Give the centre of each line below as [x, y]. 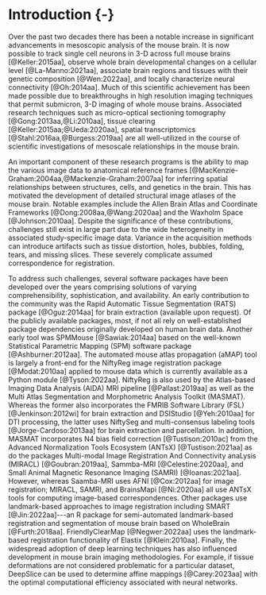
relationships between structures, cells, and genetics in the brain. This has [130, 187]
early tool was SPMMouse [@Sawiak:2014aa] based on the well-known [125, 337]
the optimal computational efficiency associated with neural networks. [123, 582]
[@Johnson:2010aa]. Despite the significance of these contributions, [121, 221]
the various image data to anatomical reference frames [98, 170]
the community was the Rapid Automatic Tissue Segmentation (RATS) [122, 303]
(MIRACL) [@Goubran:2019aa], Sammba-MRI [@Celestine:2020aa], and [126, 464]
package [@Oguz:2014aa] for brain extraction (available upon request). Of [130, 312]
